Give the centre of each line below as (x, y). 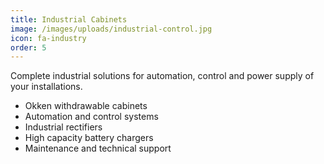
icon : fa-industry (48, 38)
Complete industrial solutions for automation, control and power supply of (162, 76)
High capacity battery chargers (89, 138)
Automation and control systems (91, 117)
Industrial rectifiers (63, 127)
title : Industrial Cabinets (69, 19)
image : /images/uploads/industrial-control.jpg (111, 29)
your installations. (46, 87)
